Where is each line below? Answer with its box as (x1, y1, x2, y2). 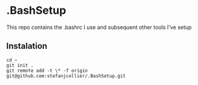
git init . (6, 62, 34, 68)
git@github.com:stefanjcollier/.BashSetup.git (6, 73, 126, 79)
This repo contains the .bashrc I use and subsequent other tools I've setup (6, 24, 192, 31)
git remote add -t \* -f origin (6, 68, 88, 74)
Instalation (6, 41, 47, 51)
